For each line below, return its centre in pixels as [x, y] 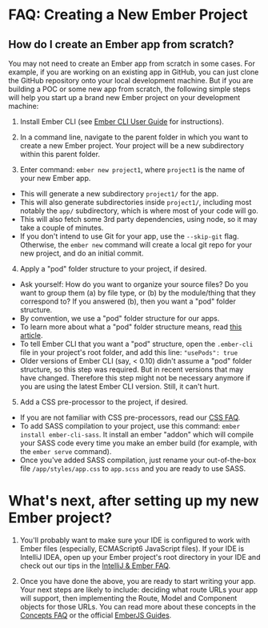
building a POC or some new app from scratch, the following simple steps [130, 89]
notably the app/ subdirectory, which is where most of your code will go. [139, 211]
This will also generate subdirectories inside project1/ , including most [136, 202]
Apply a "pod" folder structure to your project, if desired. [113, 269]
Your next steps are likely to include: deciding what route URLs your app [139, 590]
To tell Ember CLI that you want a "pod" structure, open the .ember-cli [136, 344]
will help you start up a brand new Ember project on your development [124, 97]
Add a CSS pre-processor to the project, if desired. [104, 402]
